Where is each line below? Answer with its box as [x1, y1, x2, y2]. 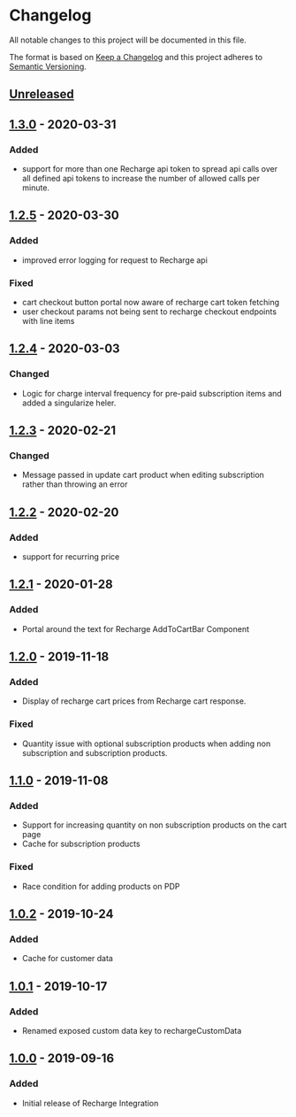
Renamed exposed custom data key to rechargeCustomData [21, 1026, 242, 1036]
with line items [21, 316, 75, 326]
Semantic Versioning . [9, 61, 87, 72]
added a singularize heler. [21, 397, 117, 408]
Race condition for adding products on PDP [21, 881, 180, 891]
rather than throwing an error [21, 479, 128, 489]
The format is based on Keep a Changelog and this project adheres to [9, 51, 263, 62]
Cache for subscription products [21, 838, 140, 850]
